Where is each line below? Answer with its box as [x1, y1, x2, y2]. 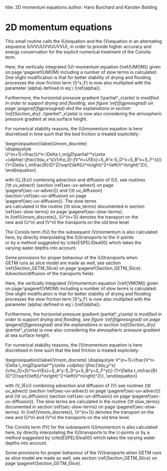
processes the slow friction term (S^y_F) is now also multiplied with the [5, 296, 151, 302]
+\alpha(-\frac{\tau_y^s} [66, 362, 116, 368]
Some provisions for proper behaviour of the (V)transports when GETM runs [5, 450, 162, 456]
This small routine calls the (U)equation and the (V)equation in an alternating [5, 38, 162, 44]
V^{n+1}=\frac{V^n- [115, 357, 156, 363]
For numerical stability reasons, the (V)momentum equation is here [5, 342, 143, 348]
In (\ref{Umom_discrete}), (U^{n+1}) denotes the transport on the [5, 214, 139, 220]
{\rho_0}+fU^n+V [5, 367, 40, 374]
